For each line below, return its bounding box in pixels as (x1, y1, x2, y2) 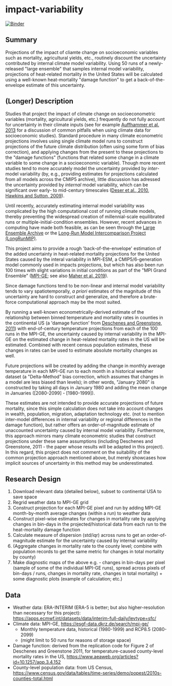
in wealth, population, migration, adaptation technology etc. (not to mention (5, 410, 165, 417)
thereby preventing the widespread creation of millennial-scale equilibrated (5, 213, 165, 220)
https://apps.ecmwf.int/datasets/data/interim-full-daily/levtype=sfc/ (12, 616, 157, 622)
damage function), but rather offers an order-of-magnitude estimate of (5, 422, 155, 428)
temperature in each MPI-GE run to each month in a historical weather (5, 368, 154, 374)
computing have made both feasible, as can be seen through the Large (5, 224, 156, 230)
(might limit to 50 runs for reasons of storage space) (20, 637, 131, 643)
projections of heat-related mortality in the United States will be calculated (5, 71, 163, 77)
